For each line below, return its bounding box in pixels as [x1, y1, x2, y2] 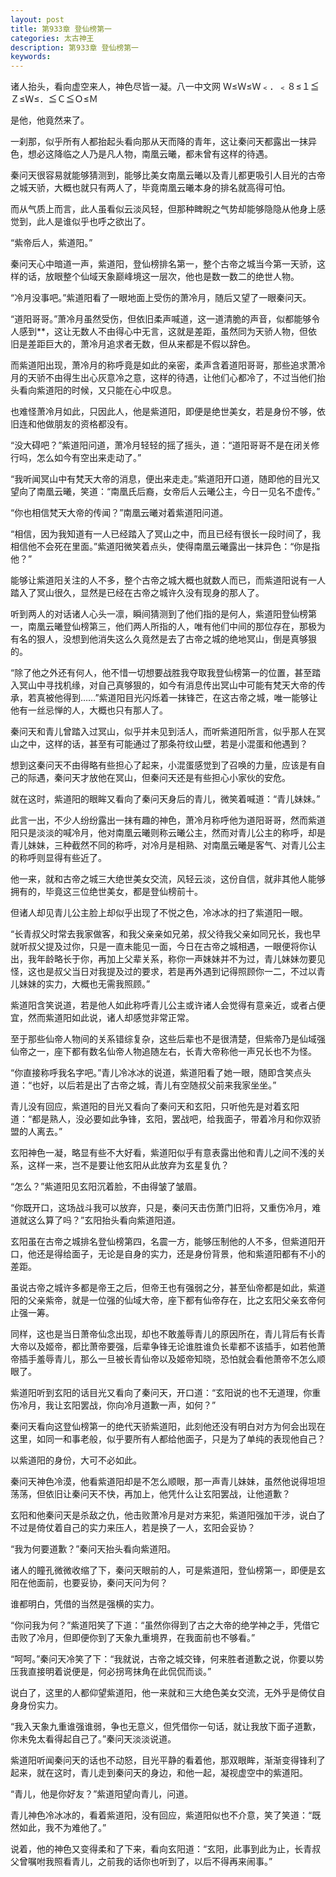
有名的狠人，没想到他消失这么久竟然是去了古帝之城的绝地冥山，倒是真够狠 [10, 633, 317, 645]
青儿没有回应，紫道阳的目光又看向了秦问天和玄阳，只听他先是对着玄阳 [10, 1101, 300, 1113]
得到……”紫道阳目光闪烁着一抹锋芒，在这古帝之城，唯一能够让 [62, 692, 318, 704]
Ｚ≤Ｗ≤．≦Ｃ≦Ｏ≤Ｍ [10, 93, 98, 105]
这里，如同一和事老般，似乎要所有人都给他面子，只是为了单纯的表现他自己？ [10, 1433, 326, 1445]
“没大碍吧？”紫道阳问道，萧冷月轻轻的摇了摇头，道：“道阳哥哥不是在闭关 [10, 439, 312, 451]
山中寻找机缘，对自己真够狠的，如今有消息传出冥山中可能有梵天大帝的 [27, 679, 317, 691]
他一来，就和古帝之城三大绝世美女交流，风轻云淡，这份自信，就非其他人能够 [10, 873, 326, 885]
